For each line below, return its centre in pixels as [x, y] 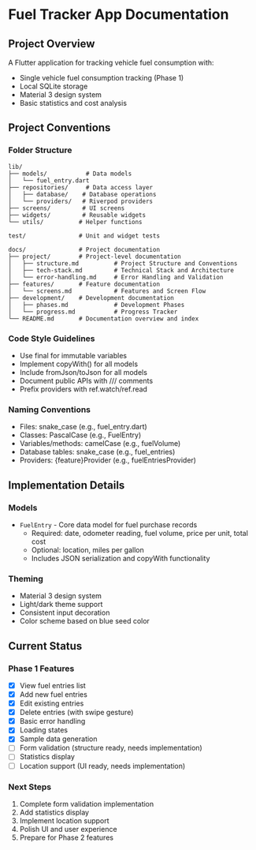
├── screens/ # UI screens [67, 208]
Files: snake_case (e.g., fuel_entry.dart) [83, 427]
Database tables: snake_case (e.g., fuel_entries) [97, 452]
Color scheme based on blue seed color [84, 621]
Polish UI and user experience [68, 829]
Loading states [44, 730]
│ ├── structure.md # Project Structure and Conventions [123, 263]
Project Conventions [59, 128]
